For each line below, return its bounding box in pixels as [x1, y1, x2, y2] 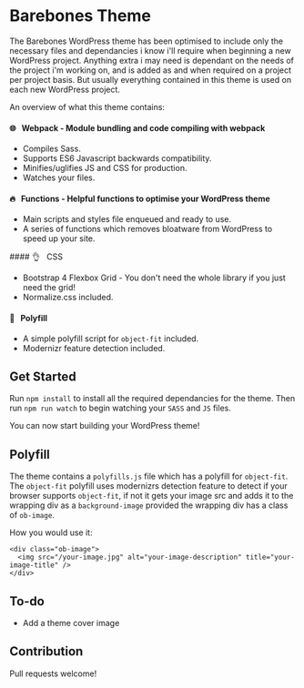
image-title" [9, 561, 59, 570]
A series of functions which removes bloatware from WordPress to [22, 224, 273, 235]
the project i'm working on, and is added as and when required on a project [9, 65, 292, 76]
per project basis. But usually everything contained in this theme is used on [9, 74, 292, 85]
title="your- [245, 552, 296, 562]
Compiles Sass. [22, 143, 82, 155]
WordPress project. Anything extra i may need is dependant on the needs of [9, 55, 294, 66]
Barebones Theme [9, 5, 152, 26]
